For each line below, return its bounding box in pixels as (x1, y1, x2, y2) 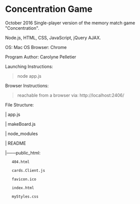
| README (5, 140, 26, 146)
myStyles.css (11, 194, 39, 199)
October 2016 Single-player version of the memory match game (5, 20, 135, 26)
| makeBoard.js (5, 121, 36, 127)
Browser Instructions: (5, 83, 49, 89)
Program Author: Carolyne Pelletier (5, 53, 77, 60)
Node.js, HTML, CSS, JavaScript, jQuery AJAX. (5, 35, 101, 41)
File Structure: (5, 102, 34, 107)
